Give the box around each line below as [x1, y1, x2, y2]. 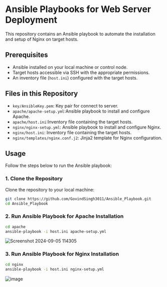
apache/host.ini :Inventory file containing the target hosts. [12, 119, 133, 125]
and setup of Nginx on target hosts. [5, 36, 79, 42]
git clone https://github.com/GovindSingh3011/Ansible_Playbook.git [5, 196, 151, 202]
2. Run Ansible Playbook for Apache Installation [5, 213, 124, 220]
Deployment [5, 14, 58, 26]
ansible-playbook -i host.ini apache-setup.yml [5, 229, 107, 234]
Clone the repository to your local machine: [5, 186, 95, 193]
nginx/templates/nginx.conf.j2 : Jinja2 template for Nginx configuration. [12, 135, 162, 141]
